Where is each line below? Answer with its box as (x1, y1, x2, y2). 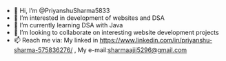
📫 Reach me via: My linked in (13, 36, 99, 44)
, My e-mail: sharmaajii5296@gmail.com (74, 46, 187, 54)
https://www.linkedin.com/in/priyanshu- (99, 36, 212, 44)
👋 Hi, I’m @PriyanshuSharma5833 (13, 7, 110, 14)
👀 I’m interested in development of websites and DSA (13, 14, 165, 22)
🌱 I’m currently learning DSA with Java (13, 21, 123, 29)
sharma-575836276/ (13, 46, 73, 54)
